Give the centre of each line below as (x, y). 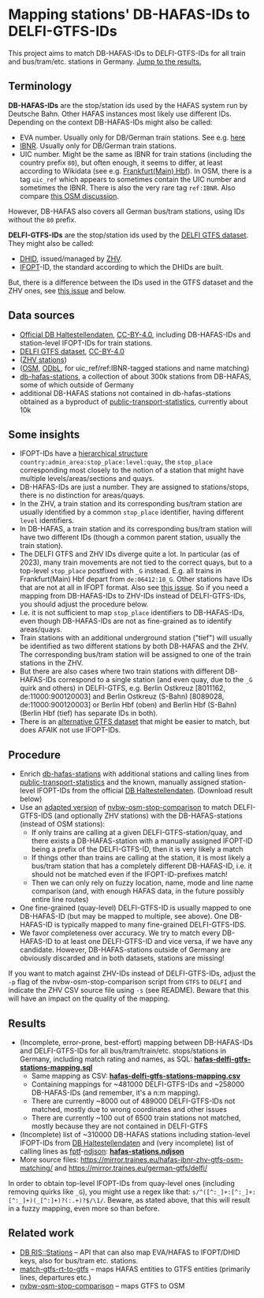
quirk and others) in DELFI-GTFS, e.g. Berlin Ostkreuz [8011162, (123, 688)
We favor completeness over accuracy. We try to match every (120, 933)
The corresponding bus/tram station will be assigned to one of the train (135, 655)
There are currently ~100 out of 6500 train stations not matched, (136, 1118)
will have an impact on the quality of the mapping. (89, 998)
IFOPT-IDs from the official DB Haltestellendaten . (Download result (145, 791)
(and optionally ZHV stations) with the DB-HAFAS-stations (148, 816)
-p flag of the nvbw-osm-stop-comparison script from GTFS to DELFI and (125, 982)
